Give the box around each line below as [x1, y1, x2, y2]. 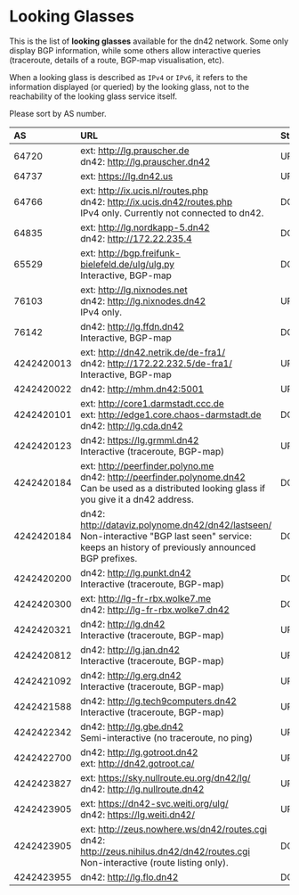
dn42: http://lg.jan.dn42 [79, 644, 181, 656]
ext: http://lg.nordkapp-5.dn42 [79, 221, 211, 234]
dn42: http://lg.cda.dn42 [79, 419, 184, 431]
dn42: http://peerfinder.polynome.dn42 [79, 471, 246, 483]
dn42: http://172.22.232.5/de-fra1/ [79, 357, 233, 369]
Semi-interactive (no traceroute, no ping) [79, 731, 254, 743]
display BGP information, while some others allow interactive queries [9, 45, 261, 55]
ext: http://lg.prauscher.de [79, 144, 190, 157]
